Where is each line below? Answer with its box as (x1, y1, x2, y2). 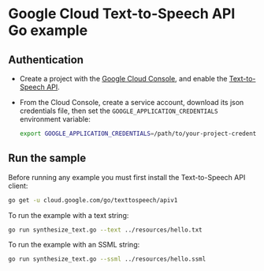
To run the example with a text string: (8, 210, 129, 220)
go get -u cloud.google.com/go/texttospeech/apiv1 (8, 196, 178, 204)
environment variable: (19, 115, 91, 123)
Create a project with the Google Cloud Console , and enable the (19, 74, 228, 83)
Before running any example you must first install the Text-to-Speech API (8, 172, 246, 182)
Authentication (8, 53, 84, 66)
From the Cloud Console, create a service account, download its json (19, 98, 244, 107)
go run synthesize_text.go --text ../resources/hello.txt (8, 226, 203, 234)
